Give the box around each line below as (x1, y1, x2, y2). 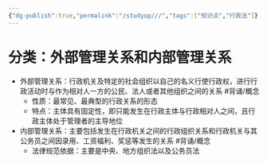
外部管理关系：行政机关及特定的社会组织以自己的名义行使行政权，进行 (19, 76, 251, 86)
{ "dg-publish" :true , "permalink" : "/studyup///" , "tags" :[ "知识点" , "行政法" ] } (8, 11, 259, 20)
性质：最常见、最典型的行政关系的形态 (31, 96, 158, 106)
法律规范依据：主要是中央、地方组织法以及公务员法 (31, 146, 200, 155)
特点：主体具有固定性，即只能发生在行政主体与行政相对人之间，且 (31, 106, 249, 115)
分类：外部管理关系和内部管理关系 (8, 49, 233, 66)
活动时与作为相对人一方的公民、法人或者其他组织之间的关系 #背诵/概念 (26, 86, 260, 95)
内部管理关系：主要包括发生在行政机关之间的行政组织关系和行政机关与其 (19, 126, 257, 135)
